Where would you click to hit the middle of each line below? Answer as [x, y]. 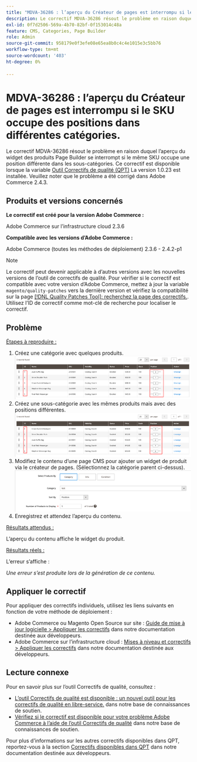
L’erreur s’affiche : [28, 562]
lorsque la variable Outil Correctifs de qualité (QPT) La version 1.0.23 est [93, 170]
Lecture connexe [38, 673]
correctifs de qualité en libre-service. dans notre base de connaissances [102, 704]
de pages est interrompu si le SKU [90, 110]
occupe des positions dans [73, 123]
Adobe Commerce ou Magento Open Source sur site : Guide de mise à [100, 623]
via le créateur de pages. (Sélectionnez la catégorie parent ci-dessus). [100, 467]
